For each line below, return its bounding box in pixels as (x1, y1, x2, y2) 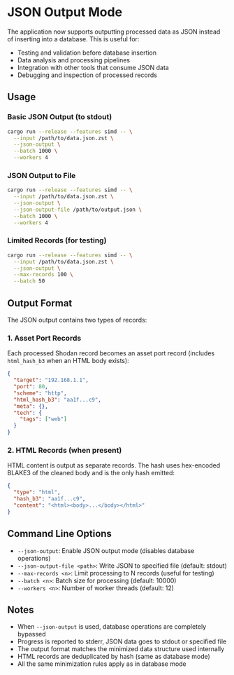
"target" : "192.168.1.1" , (13, 376, 89, 384)
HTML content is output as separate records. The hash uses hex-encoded (7, 461, 221, 470)
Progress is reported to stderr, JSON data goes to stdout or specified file (17, 637, 227, 646)
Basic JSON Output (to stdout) (7, 112, 112, 122)
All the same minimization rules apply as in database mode (17, 660, 187, 668)
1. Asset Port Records (7, 333, 82, 343)
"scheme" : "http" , (13, 390, 68, 397)
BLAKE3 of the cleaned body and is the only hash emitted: (7, 469, 175, 477)
